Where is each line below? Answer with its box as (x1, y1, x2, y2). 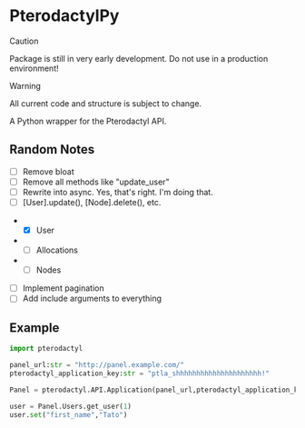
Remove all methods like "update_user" (22, 176, 170, 187)
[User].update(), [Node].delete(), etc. (22, 196, 162, 207)
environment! (9, 63, 59, 74)
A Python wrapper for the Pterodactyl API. (9, 115, 167, 126)
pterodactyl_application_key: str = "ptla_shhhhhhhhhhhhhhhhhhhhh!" (9, 369, 271, 378)
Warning (9, 80, 41, 91)
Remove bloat (22, 165, 74, 177)
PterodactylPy (9, 5, 120, 26)
